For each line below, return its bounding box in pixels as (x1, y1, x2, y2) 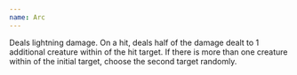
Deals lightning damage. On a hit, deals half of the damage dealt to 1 (9, 37, 260, 48)
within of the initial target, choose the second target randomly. (9, 56, 237, 66)
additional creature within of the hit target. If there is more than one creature (9, 46, 288, 57)
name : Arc (9, 12, 46, 22)
